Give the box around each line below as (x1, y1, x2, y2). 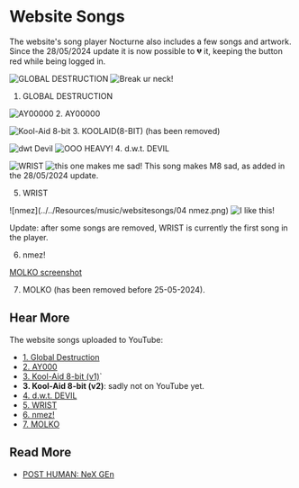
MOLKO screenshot (9, 267, 83, 277)
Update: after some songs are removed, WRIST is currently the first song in (9, 222, 288, 233)
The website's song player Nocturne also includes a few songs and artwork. (9, 36, 292, 47)
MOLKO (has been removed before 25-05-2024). (22, 284, 205, 294)
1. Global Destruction (22, 351, 101, 362)
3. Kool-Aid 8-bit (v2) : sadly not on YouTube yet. (22, 380, 205, 391)
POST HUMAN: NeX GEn (22, 468, 114, 479)
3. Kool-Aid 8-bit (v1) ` (22, 371, 103, 382)
